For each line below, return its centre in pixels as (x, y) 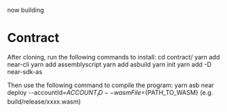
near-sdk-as (25, 71)
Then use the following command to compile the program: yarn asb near (111, 85)
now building (26, 10)
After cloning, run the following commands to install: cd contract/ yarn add (113, 57)
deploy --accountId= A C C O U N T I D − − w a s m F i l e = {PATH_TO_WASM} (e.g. (110, 93)
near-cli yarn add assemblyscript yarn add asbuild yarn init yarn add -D (109, 64)
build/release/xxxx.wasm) (44, 101)
